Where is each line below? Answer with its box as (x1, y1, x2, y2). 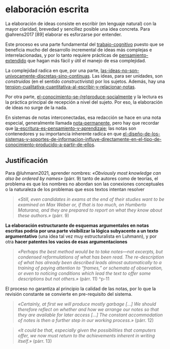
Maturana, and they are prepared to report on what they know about (17, 207, 163, 213)
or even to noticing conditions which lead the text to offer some (17, 270, 151, 276)
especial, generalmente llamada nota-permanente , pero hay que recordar (5, 120, 159, 126)
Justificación (5, 156, 48, 165)
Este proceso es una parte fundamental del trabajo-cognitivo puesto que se (5, 41, 164, 47)
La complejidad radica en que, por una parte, (5, 67, 100, 74)
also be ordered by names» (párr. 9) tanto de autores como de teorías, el (5, 175, 159, 181)
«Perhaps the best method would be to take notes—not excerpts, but (17, 248, 163, 254)
